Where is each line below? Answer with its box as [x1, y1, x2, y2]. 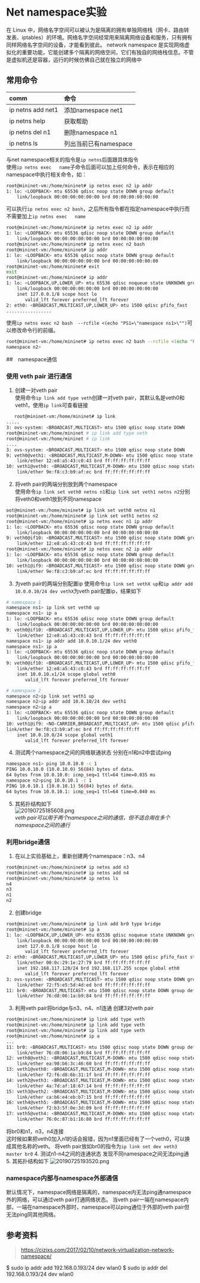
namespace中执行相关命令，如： [6, 171, 87, 178]
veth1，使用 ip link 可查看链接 [14, 402, 88, 409]
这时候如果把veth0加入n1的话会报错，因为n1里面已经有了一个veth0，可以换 [6, 1135, 190, 1142]
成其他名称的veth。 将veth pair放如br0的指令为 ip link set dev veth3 [6, 1142, 177, 1149]
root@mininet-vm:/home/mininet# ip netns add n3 [6, 864, 129, 870]
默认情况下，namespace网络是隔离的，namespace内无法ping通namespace [6, 1189, 192, 1196]
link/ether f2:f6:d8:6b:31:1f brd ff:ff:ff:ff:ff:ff [17, 1072, 151, 1078]
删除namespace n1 [64, 128, 118, 137]
